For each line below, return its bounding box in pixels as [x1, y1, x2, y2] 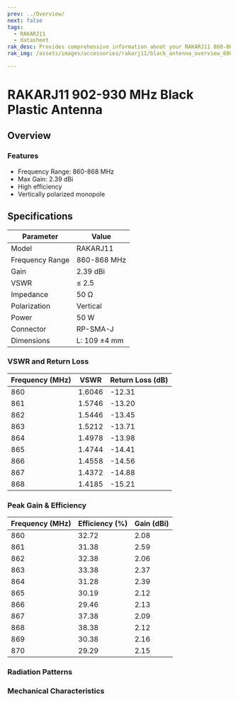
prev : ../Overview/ [7, 10, 65, 18]
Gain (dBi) [134, 519, 169, 529]
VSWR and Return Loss [7, 357, 89, 366]
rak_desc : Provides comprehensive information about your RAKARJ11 [7, 43, 211, 50]
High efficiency [17, 182, 62, 191]
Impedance [11, 289, 49, 299]
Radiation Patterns [7, 667, 73, 677]
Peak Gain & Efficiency [7, 500, 87, 510]
